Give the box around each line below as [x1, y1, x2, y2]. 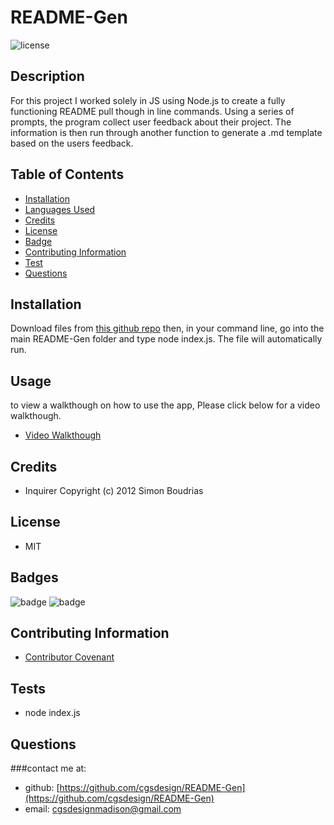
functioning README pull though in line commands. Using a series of [10, 105, 295, 117]
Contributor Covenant [24, 651, 115, 663]
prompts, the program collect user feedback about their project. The [10, 116, 292, 128]
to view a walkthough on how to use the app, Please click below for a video [10, 399, 321, 411]
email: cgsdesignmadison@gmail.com [24, 803, 182, 815]
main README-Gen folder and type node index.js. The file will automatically [10, 333, 323, 345]
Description [10, 68, 85, 85]
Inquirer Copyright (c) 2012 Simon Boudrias [24, 485, 204, 496]
